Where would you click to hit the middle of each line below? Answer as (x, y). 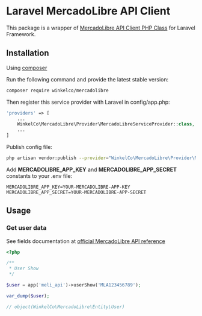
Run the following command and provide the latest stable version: (87, 79)
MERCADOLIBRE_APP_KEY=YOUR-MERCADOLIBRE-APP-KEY (68, 187)
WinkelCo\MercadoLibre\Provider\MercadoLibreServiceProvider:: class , (106, 124)
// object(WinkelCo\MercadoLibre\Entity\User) (66, 307)
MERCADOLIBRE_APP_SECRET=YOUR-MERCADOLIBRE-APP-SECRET (76, 192)
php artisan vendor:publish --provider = (58, 158)
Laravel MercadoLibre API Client (88, 11)
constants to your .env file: (39, 175)
